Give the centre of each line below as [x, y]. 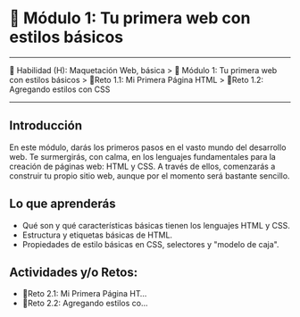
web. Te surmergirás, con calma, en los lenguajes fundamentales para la [143, 156]
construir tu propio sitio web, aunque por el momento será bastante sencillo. [150, 175]
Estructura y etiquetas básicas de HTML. [97, 235]
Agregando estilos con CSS [60, 89]
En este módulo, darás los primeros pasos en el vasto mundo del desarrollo [148, 147]
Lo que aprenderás [62, 204]
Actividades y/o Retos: [74, 272]
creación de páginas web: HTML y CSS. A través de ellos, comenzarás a [142, 166]
